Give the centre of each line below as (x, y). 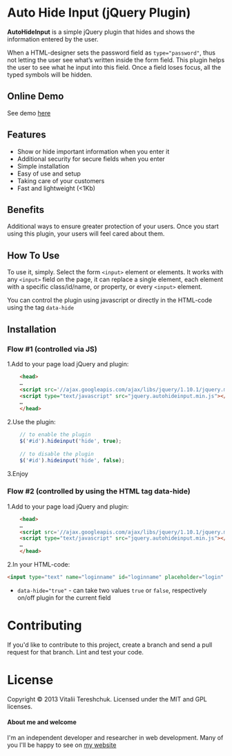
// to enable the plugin (55, 435)
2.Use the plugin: (31, 422)
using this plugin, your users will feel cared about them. (86, 234)
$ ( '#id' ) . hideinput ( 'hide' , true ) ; (71, 441)
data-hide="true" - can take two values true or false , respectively (112, 590)
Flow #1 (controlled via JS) (52, 349)
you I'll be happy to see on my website (62, 745)
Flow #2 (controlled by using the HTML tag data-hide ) (99, 491)
